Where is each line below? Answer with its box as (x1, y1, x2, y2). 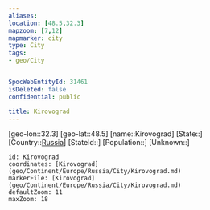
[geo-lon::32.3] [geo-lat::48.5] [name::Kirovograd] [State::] (8, 129, 203, 139)
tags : (8, 49, 27, 57)
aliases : (8, 11, 38, 20)
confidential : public (8, 93, 81, 101)
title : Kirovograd (8, 107, 70, 115)
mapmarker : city (8, 34, 63, 42)
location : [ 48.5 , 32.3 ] (8, 19, 84, 27)
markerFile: (8, 174, 48, 183)
